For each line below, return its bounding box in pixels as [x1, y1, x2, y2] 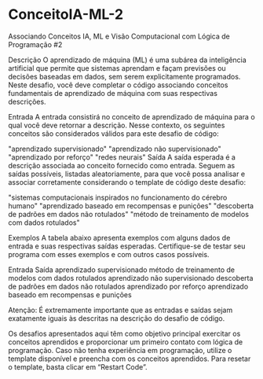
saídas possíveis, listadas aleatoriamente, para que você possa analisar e [8, 169, 246, 178]
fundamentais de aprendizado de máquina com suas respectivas [8, 88, 218, 98]
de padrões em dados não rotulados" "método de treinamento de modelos [8, 209, 250, 219]
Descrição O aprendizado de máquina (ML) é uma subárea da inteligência [8, 55, 247, 64]
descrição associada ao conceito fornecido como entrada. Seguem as [8, 160, 236, 170]
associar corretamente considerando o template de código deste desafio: [8, 177, 246, 186]
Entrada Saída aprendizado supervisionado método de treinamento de [8, 265, 236, 274]
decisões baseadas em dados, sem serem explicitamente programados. [8, 72, 241, 81]
